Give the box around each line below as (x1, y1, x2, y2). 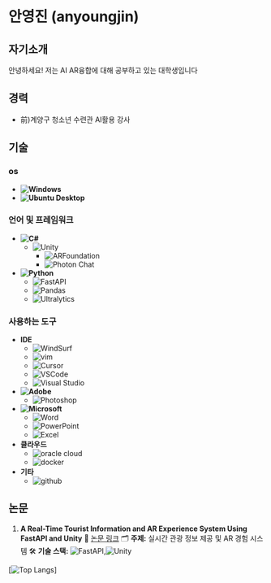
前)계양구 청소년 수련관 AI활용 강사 (19, 115, 131, 124)
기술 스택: (37, 546, 69, 555)
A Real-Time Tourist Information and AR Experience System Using (19, 524, 247, 533)
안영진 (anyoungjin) (8, 7, 140, 26)
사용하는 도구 (8, 315, 57, 327)
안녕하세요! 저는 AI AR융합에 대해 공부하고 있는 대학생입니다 (8, 66, 198, 75)
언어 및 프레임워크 (8, 215, 75, 226)
